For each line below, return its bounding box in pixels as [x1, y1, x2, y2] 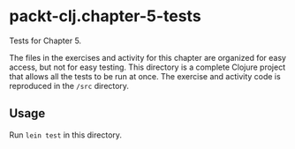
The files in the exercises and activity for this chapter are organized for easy [9, 52, 287, 63]
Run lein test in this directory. [9, 130, 122, 140]
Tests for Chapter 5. [9, 35, 82, 46]
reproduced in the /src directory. [9, 80, 130, 91]
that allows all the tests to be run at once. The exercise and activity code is [9, 71, 281, 81]
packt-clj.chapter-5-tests [9, 6, 201, 26]
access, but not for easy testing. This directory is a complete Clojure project [9, 62, 285, 72]
